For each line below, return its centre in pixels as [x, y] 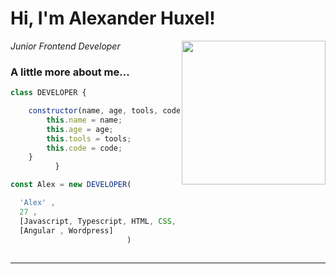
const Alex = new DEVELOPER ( [71, 185]
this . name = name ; [84, 120]
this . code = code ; [84, 148]
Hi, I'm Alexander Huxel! [113, 18]
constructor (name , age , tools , [93, 111]
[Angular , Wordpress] [66, 230]
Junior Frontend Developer [65, 46]
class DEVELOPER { [48, 93]
